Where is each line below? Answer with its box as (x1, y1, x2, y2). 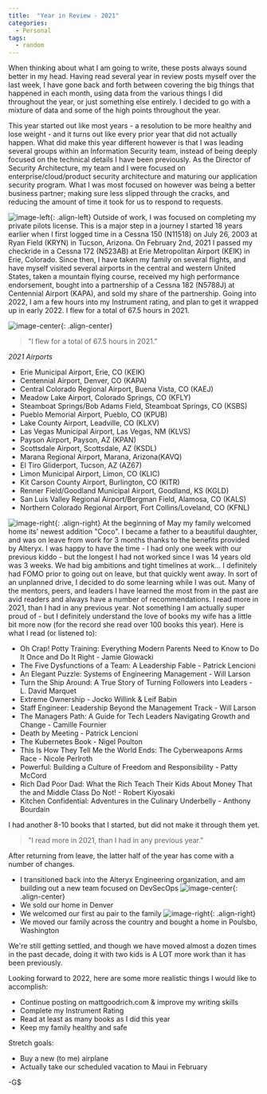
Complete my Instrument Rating (19, 1006, 124, 1016)
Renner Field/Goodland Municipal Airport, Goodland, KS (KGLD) (19, 486, 230, 496)
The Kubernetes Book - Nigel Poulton (19, 737, 143, 747)
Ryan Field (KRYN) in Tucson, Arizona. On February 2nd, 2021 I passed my (8, 238, 253, 248)
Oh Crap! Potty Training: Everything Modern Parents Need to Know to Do (19, 644, 260, 653)
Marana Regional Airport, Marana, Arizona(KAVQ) (19, 452, 183, 462)
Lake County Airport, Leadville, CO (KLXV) (19, 418, 159, 428)
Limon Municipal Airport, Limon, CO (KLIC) (19, 469, 161, 479)
